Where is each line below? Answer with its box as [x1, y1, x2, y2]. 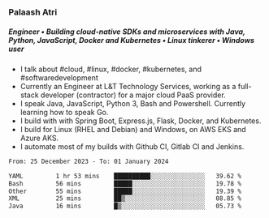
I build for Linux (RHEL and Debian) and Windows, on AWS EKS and [20, 124, 246, 134]
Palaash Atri [8, 6, 58, 18]
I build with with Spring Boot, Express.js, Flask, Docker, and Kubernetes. [20, 116, 262, 126]
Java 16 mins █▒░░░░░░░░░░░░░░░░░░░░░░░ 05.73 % [8, 202, 242, 211]
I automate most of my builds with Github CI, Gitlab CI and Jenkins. [20, 141, 245, 152]
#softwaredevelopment [20, 72, 99, 83]
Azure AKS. [20, 133, 59, 143]
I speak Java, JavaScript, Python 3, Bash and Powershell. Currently [20, 98, 246, 108]
